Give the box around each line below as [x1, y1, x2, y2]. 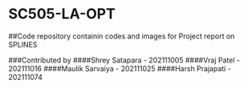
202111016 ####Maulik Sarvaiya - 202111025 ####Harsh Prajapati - [8, 63, 231, 73]
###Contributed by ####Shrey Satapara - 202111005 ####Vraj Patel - [8, 55, 241, 65]
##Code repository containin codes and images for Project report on [8, 31, 235, 41]
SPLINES [8, 39, 38, 49]
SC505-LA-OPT [8, 5, 116, 23]
